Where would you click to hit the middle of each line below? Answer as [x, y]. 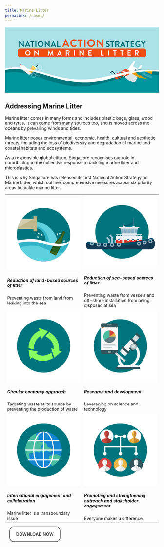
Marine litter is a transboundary [39, 513]
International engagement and [39, 496]
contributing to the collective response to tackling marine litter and [72, 163]
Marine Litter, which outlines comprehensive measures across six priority [79, 182]
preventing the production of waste [42, 409]
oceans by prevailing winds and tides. [43, 128]
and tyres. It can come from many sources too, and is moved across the [77, 123]
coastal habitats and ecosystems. [39, 148]
